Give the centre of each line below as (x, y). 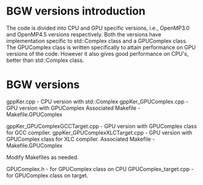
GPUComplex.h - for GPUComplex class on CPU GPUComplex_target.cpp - (100, 169)
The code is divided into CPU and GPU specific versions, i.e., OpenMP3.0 (98, 28)
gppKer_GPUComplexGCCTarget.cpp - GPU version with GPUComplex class (101, 126)
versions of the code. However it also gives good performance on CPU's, (98, 53)
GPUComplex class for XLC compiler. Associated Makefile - (81, 139)
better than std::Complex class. (45, 60)
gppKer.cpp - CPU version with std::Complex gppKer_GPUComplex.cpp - (98, 101)
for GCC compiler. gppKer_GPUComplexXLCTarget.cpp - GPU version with (99, 132)
